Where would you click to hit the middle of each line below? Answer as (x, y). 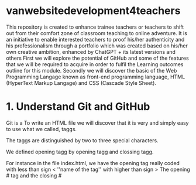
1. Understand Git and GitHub (78, 107)
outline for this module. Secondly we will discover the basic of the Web (92, 70)
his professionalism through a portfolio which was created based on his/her (97, 46)
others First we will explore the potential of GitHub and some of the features (97, 58)
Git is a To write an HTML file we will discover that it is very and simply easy (97, 123)
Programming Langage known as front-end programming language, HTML (96, 77)
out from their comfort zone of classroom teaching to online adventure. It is (97, 33)
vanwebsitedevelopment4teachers (93, 11)
